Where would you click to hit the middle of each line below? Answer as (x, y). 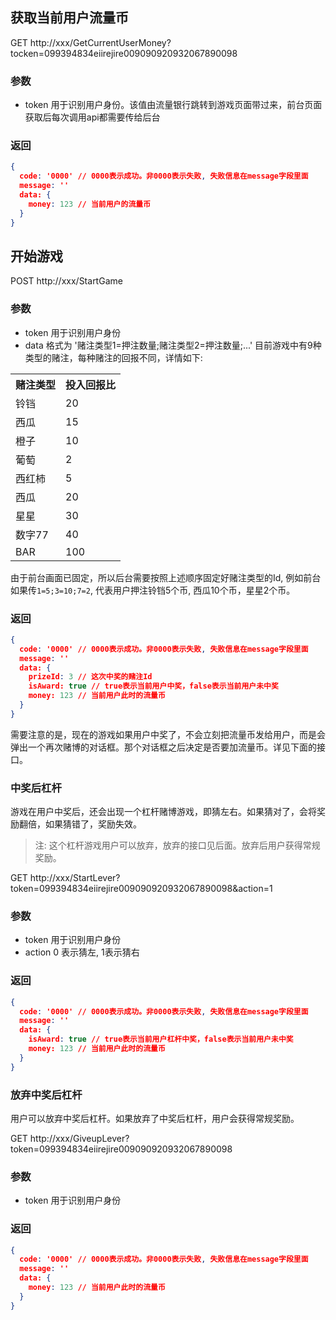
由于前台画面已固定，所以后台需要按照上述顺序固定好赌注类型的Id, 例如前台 (166, 577)
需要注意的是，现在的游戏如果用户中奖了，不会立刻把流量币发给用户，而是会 (168, 734)
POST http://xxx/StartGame (66, 281)
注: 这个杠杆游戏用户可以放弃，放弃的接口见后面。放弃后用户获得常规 (177, 845)
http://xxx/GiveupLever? (79, 1138)
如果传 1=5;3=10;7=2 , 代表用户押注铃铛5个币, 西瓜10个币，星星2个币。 (153, 590)
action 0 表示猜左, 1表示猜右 (82, 952)
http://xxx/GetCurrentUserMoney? (100, 42)
